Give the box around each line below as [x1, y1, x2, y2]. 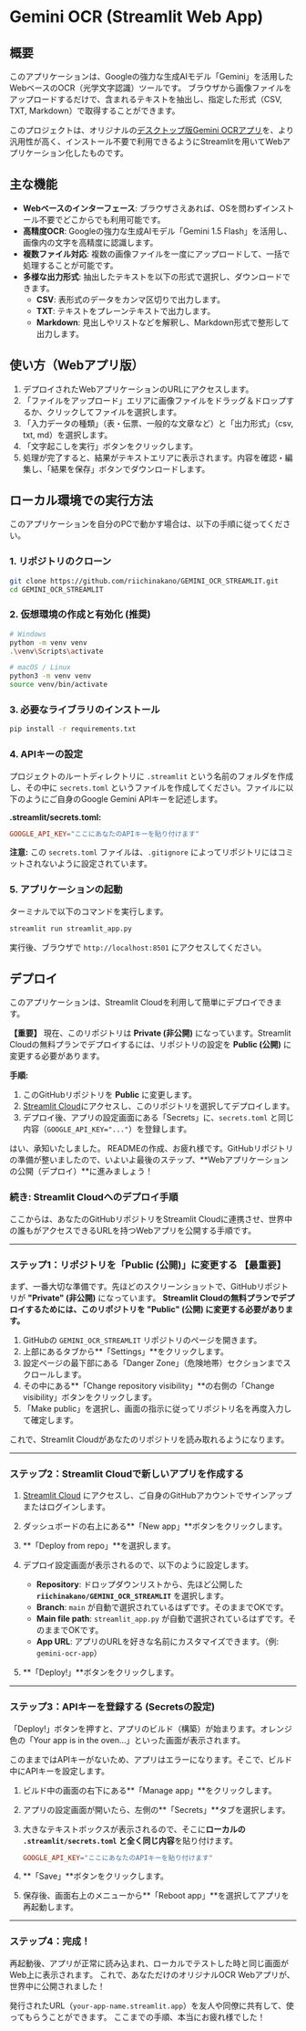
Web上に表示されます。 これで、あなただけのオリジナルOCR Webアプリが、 [9, 1969, 295, 1980]
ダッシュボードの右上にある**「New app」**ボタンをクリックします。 [22, 1521, 288, 1531]
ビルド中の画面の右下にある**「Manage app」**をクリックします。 [22, 1784, 277, 1795]
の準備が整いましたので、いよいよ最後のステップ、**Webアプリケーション [9, 1154, 290, 1165]
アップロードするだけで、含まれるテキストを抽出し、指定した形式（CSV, [9, 94, 282, 104]
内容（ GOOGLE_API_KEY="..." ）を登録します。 [22, 1123, 192, 1134]
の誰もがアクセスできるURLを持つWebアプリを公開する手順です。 [9, 1225, 257, 1236]
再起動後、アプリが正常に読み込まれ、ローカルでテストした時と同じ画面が [9, 1957, 290, 1969]
